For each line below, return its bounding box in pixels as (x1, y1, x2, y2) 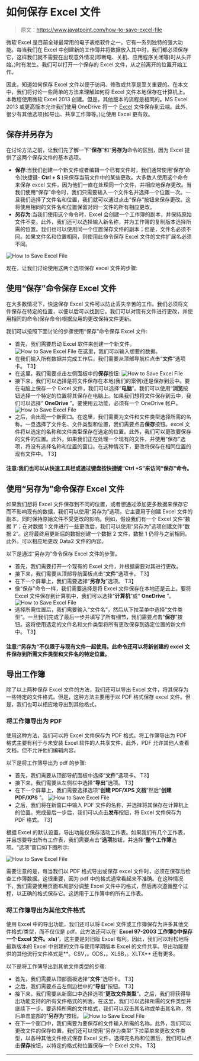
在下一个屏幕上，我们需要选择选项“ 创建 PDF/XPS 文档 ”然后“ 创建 (14, 786, 172, 793)
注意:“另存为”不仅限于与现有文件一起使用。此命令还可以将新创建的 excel (6, 643, 184, 650)
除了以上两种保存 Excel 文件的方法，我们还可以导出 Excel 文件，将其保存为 (6, 686, 189, 693)
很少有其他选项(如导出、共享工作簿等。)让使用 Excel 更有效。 (6, 110, 153, 117)
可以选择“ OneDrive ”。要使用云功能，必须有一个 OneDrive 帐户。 (20, 399, 181, 406)
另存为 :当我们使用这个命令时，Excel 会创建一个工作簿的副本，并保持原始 (14, 211, 192, 218)
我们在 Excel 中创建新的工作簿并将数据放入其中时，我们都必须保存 (26, 46, 188, 53)
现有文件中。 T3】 (14, 450, 60, 457)
